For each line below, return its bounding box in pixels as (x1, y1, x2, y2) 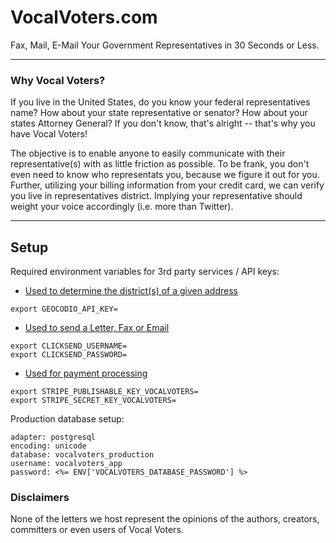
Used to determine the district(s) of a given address (24, 285, 238, 297)
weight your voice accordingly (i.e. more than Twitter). (10, 201, 234, 213)
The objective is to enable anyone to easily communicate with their (10, 147, 286, 160)
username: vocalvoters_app (10, 459, 123, 469)
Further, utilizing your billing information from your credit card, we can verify (10, 179, 325, 191)
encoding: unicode (10, 441, 87, 451)
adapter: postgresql (10, 432, 97, 443)
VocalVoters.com (10, 6, 158, 29)
